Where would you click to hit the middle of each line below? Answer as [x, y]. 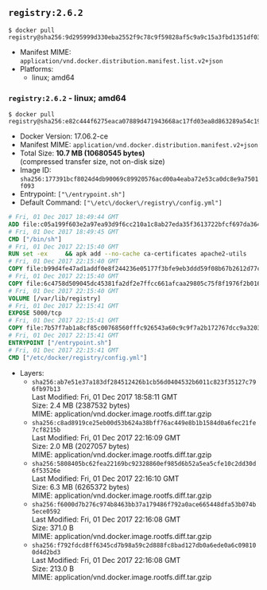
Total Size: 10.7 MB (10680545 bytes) [82, 153]
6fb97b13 [46, 389]
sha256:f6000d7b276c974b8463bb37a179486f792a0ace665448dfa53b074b [144, 504]
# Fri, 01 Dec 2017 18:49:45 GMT [64, 232]
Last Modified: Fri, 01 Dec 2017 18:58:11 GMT [104, 397]
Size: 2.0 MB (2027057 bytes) [80, 446]
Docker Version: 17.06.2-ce [64, 136]
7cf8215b [46, 430]
